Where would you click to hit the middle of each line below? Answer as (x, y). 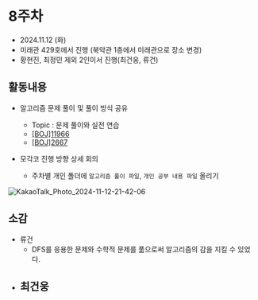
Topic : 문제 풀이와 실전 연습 (75, 125)
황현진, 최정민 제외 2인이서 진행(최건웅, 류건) (89, 60)
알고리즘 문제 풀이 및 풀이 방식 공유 (74, 107)
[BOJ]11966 (50, 134)
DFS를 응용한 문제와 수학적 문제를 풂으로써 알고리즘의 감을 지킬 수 (134, 249)
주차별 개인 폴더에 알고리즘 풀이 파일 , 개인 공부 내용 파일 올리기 (125, 175)
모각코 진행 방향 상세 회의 (59, 158)
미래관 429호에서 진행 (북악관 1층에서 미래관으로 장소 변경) (111, 49)
